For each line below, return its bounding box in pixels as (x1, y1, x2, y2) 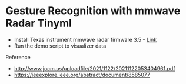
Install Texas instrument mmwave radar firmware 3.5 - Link (14, 36, 157, 43)
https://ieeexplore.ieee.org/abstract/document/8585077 (14, 71, 151, 78)
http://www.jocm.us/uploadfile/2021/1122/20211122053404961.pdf (14, 65, 175, 72)
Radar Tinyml (5, 16, 72, 30)
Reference (5, 53, 31, 61)
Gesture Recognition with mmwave (5, 4, 181, 18)
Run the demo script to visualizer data (14, 42, 107, 49)
